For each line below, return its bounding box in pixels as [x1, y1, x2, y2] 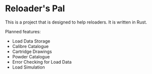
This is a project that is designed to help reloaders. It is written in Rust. [5, 19, 147, 25]
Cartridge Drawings [12, 49, 52, 54]
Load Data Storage [12, 38, 51, 44]
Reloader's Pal [5, 3, 65, 14]
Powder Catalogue [12, 53, 50, 59]
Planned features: [5, 28, 41, 34]
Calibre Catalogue [12, 43, 49, 49]
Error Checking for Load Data [12, 59, 72, 65]
